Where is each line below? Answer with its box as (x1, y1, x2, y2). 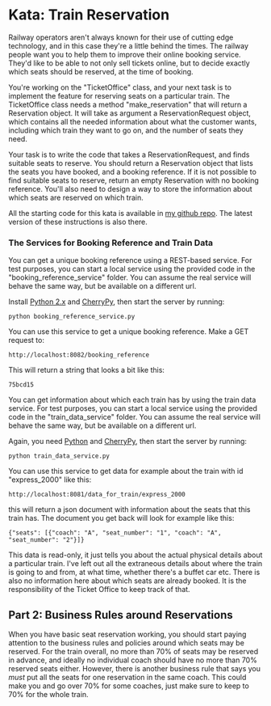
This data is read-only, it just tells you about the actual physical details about (8, 550, 263, 560)
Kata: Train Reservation (8, 6, 170, 24)
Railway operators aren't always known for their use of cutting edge (8, 32, 234, 42)
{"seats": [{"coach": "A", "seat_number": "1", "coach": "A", (8, 529, 222, 537)
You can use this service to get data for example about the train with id (8, 467, 244, 476)
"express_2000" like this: (8, 475, 92, 484)
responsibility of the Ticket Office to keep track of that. (8, 585, 191, 594)
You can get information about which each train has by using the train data (8, 395, 256, 405)
